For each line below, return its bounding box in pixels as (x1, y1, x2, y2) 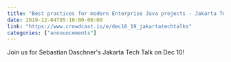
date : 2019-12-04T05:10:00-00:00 (7, 17, 103, 23)
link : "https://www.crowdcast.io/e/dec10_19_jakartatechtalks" (7, 23, 192, 30)
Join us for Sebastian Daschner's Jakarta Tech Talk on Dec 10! (7, 48, 184, 56)
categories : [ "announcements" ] (7, 29, 97, 37)
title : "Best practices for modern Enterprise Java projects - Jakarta (7, 10, 217, 17)
